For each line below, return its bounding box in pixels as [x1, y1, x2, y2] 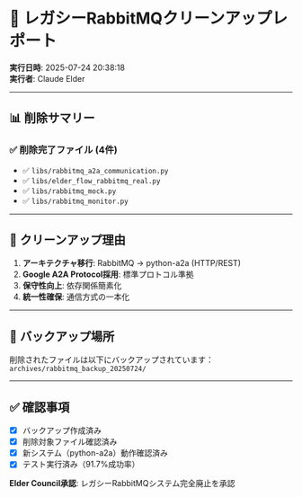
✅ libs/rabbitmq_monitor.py [22, 195, 129, 206]
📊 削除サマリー [9, 111, 96, 126]
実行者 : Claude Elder [9, 73, 85, 84]
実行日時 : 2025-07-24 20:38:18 [9, 62, 126, 73]
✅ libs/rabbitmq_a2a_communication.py [22, 164, 169, 175]
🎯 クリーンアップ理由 [9, 233, 126, 248]
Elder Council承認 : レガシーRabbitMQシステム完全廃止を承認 [9, 478, 235, 489]
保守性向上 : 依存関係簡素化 [22, 280, 122, 291]
